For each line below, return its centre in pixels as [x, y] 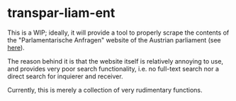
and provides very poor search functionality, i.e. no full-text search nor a [113, 69]
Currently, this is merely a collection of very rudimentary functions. [105, 90]
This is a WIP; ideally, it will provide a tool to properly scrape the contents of [118, 32]
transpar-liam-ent [61, 13]
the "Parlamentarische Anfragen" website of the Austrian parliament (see [114, 40]
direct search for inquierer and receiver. [65, 76]
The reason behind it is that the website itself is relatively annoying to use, [116, 61]
